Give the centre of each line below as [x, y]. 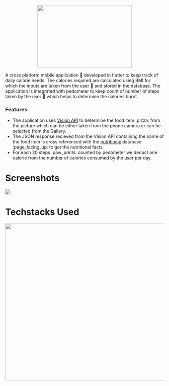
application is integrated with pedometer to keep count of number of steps [82, 91]
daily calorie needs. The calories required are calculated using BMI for [78, 80]
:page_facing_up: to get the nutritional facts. [58, 147]
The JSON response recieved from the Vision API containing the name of [88, 136]
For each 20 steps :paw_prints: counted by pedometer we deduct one [85, 152]
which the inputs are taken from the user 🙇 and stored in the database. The [83, 86]
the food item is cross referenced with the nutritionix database [77, 142]
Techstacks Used [42, 212]
